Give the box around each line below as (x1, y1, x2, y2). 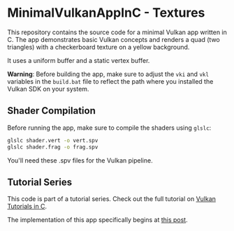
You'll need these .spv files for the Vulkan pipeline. (7, 156, 153, 165)
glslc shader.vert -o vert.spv (7, 137, 98, 144)
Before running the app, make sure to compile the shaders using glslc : (7, 124, 212, 132)
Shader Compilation (7, 105, 96, 117)
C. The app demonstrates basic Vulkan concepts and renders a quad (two (7, 35, 220, 43)
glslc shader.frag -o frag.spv (7, 143, 98, 151)
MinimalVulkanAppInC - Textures (7, 5, 205, 21)
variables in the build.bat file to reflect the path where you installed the (7, 77, 214, 85)
